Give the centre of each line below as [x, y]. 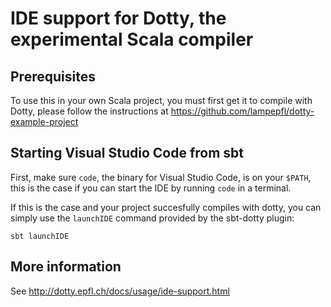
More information [66, 267]
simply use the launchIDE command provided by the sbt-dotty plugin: [152, 218]
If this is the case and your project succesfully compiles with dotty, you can [166, 207]
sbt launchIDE [40, 236]
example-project [44, 121]
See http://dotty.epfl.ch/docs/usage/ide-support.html [120, 291]
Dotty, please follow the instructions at [89, 111]
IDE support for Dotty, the [118, 18]
